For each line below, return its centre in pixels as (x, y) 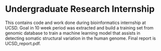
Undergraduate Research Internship (80, 9)
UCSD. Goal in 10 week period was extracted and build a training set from (79, 27)
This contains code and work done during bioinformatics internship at (76, 23)
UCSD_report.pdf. (23, 43)
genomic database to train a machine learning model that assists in (73, 33)
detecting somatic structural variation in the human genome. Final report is (80, 38)
